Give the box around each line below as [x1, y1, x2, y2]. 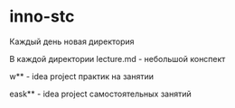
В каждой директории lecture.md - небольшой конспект [9, 53, 226, 64]
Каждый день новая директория [9, 36, 135, 47]
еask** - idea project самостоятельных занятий [9, 88, 192, 99]
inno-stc [9, 6, 75, 27]
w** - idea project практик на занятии [9, 70, 154, 82]
